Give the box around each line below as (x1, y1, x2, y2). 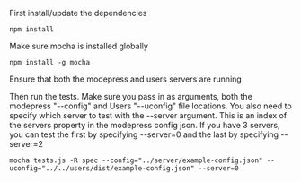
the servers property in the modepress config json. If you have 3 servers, (9, 120, 280, 130)
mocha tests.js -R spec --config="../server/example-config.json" (9, 156, 263, 165)
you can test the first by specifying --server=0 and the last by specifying (9, 129, 279, 140)
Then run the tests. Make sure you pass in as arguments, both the (9, 91, 253, 101)
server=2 (9, 139, 43, 149)
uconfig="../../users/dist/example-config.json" (9, 164, 195, 173)
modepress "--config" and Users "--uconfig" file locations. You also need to (9, 100, 292, 111)
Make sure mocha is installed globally (9, 40, 148, 51)
